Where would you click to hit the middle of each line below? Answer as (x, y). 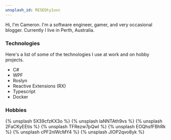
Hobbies (16, 110)
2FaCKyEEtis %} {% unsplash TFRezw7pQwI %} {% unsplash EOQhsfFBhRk (85, 127)
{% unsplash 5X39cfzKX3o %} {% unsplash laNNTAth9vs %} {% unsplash (84, 121)
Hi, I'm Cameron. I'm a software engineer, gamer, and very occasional (79, 25)
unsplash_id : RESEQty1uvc (33, 10)
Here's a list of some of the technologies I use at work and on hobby (77, 54)
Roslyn (20, 80)
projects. (15, 60)
